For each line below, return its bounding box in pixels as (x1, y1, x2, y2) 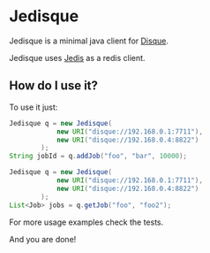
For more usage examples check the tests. (9, 217, 164, 227)
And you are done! (9, 234, 77, 244)
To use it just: (9, 102, 58, 112)
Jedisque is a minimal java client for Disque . (9, 35, 169, 46)
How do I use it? (9, 78, 99, 94)
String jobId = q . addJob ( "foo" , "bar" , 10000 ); (9, 152, 188, 161)
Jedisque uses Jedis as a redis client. (9, 52, 146, 63)
